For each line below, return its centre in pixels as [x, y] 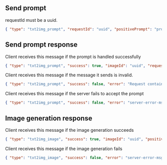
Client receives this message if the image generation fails [64, 149]
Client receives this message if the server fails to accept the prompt [75, 94]
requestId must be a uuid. [31, 20]
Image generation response [49, 118]
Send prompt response [42, 45]
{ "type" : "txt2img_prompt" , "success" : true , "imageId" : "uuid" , [75, 66]
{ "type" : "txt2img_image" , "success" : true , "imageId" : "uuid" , [74, 139]
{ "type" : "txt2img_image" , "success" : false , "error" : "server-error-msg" [85, 158]
